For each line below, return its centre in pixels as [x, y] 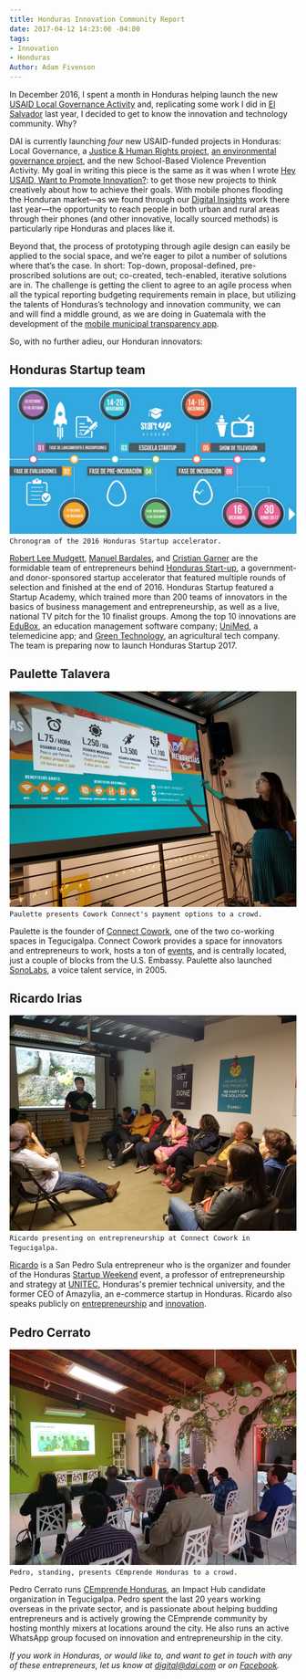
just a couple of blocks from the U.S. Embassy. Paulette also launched [141, 960]
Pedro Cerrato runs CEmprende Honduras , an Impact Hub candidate [138, 1590]
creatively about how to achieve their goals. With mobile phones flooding [147, 190]
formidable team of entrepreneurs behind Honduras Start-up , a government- [153, 568]
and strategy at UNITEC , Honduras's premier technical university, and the [147, 1284]
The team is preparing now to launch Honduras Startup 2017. [123, 645]
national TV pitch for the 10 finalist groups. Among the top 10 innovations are [153, 616]
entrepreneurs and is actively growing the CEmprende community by [139, 1619]
